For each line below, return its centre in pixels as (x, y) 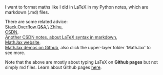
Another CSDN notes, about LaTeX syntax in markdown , (61, 37)
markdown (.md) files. (27, 12)
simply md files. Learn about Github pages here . (53, 67)
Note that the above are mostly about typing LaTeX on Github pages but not (81, 62)
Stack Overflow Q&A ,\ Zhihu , (34, 27)
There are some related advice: (37, 22)
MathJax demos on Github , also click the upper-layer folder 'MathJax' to (78, 47)
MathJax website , (23, 42)
